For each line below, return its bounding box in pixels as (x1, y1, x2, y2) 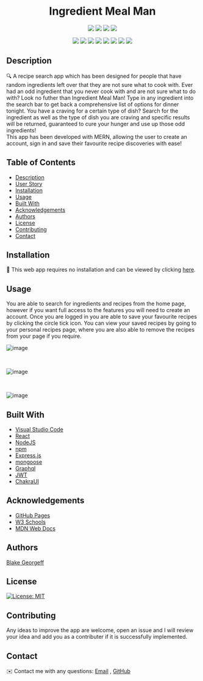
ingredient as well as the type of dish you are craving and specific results (6, 113, 190, 121)
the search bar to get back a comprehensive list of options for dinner (6, 100, 179, 108)
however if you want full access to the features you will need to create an (6, 307, 190, 314)
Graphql (15, 465, 36, 472)
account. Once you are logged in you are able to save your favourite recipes (6, 313, 197, 321)
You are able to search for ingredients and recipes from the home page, (6, 300, 186, 307)
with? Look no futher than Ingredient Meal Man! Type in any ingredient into (6, 94, 194, 102)
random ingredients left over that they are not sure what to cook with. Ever (6, 81, 193, 88)
